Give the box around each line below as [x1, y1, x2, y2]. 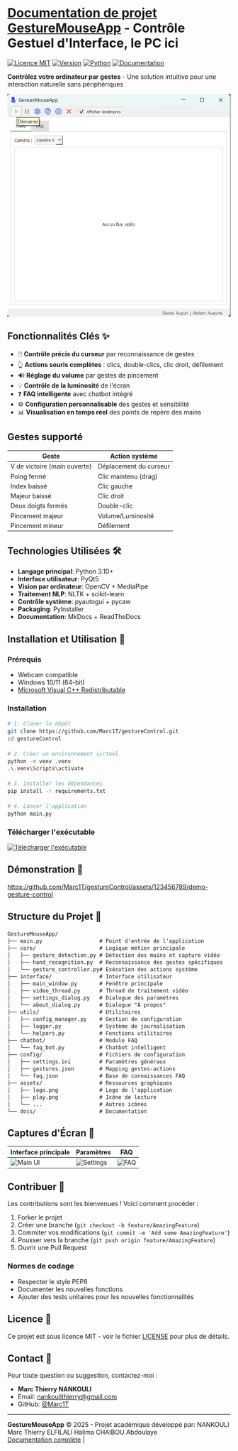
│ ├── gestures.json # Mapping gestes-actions [7, 1065, 176, 1073]
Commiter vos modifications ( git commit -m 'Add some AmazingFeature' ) [17, 1228, 230, 1237]
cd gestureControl [7, 735, 62, 743]
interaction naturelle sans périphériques [7, 80, 124, 88]
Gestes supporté [7, 431, 83, 443]
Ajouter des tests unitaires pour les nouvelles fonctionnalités [17, 1292, 194, 1301]
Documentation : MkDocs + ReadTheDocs [17, 613, 142, 621]
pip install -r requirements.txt [7, 788, 106, 795]
